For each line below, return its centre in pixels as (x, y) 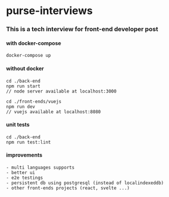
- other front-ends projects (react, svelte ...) (68, 188)
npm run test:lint (28, 142)
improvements (24, 155)
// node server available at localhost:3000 (61, 91)
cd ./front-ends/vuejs (34, 101)
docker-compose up (28, 56)
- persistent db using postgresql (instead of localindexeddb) (85, 183)
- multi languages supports (40, 167)
